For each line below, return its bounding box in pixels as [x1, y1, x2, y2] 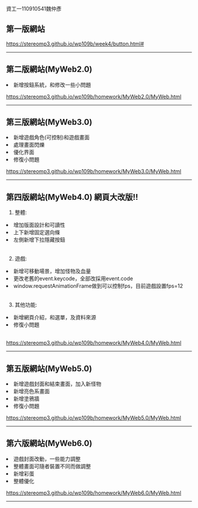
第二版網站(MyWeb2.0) [6, 64, 93, 75]
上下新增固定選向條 [14, 229, 60, 236]
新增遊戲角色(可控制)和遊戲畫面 [14, 134, 90, 141]
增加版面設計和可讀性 [14, 221, 65, 229]
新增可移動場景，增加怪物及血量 [14, 268, 91, 275]
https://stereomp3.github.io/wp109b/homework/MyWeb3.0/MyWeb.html [6, 168, 181, 175]
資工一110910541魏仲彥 [6, 5, 62, 12]
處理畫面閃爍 [14, 141, 45, 148]
